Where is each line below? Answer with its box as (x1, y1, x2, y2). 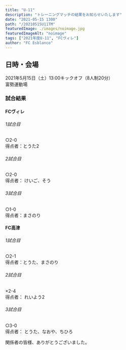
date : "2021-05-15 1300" (5, 17, 58, 22)
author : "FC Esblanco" (5, 41, 53, 46)
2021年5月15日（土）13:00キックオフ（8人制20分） (5, 74, 113, 81)
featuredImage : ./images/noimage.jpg (5, 26, 85, 31)
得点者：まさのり (5, 212, 41, 218)
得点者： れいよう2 (5, 294, 45, 300)
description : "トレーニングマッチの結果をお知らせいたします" (5, 12, 122, 17)
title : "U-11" (5, 7, 35, 13)
